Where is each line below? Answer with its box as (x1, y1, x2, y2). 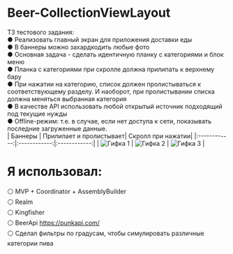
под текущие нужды (7, 110, 68, 118)
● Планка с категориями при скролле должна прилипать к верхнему (7, 65, 215, 73)
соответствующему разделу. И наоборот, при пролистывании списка (7, 87, 215, 96)
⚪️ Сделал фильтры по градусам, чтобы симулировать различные (7, 229, 204, 237)
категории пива (7, 239, 54, 247)
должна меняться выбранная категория (7, 94, 127, 103)
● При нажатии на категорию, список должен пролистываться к (7, 80, 202, 88)
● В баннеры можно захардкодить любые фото (7, 43, 150, 51)
